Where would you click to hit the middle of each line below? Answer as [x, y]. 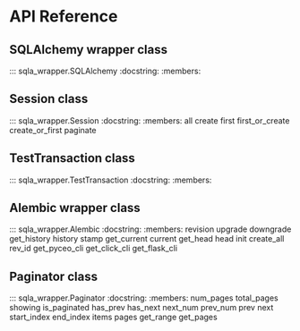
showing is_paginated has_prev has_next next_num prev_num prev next [141, 308]
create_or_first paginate [53, 130]
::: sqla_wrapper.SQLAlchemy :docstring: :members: [105, 71]
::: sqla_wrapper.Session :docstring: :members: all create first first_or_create [150, 120]
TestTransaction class [73, 158]
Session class [49, 99]
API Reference [64, 17]
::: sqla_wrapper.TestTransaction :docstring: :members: [111, 180]
